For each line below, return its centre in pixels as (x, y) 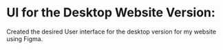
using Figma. (25, 38)
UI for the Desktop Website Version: (111, 13)
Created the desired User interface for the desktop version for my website (111, 32)
